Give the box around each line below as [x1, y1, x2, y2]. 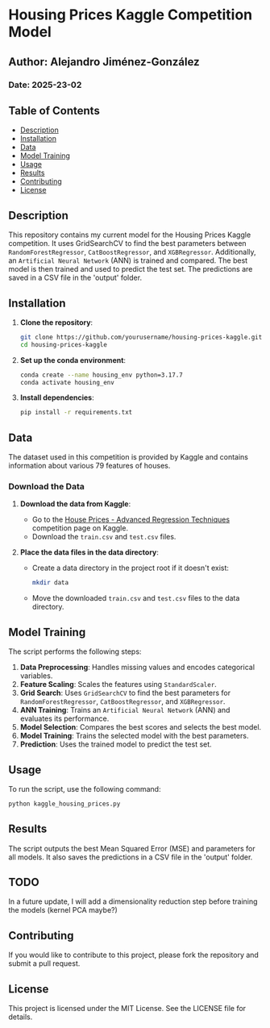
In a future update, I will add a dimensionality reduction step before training [8, 897, 258, 906]
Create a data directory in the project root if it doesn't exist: [31, 563, 230, 573]
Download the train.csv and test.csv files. [31, 532, 177, 542]
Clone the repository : [19, 317, 93, 327]
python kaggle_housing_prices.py [8, 800, 121, 808]
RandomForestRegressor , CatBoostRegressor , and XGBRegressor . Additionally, [8, 248, 256, 257]
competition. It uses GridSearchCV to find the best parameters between [8, 239, 247, 248]
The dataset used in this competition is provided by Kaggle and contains [8, 452, 248, 462]
